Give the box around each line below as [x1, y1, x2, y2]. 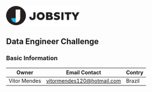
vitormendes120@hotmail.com [46, 77, 121, 84]
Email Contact [66, 69, 102, 76]
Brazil [126, 77, 140, 84]
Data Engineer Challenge [6, 37, 99, 47]
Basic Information [6, 54, 58, 62]
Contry [126, 69, 144, 76]
